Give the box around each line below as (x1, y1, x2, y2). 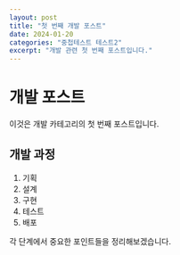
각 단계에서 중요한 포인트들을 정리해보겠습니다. (9, 235, 172, 246)
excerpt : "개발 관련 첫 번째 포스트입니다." (9, 46, 153, 55)
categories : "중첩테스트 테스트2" (9, 37, 123, 47)
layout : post (9, 12, 58, 22)
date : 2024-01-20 (9, 29, 74, 38)
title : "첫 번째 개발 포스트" (9, 21, 107, 30)
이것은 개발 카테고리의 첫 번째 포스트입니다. (9, 119, 160, 129)
